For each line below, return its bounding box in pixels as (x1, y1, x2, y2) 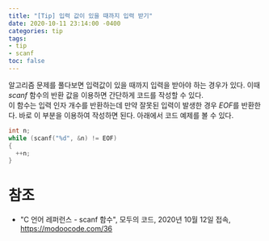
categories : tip (8, 27, 63, 35)
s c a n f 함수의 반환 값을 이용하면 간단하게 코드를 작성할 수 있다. (8, 90, 204, 99)
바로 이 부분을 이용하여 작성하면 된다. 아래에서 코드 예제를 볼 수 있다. (19, 110, 234, 120)
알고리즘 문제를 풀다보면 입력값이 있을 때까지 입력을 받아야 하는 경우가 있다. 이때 (8, 80, 261, 90)
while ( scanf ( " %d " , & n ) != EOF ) (8, 134, 117, 142)
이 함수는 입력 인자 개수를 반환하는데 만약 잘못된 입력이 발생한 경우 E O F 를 (8, 100, 240, 110)
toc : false (8, 57, 45, 66)
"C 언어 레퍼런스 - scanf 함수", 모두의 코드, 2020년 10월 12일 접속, (19, 215, 231, 225)
